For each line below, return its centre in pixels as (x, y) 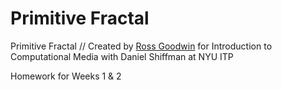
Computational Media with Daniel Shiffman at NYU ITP (122, 56)
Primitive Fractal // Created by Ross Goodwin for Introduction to (141, 46)
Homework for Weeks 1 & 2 (66, 76)
